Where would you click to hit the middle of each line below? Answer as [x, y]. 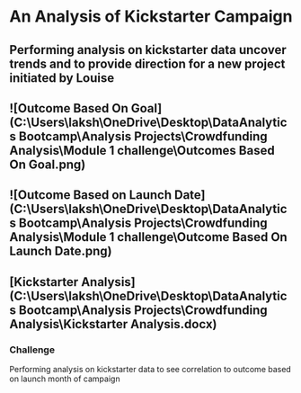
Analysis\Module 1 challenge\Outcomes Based [142, 150]
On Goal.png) [48, 164]
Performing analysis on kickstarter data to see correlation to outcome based [150, 370]
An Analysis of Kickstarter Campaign [151, 17]
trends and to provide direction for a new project [147, 63]
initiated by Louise [62, 78]
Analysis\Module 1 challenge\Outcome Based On [148, 237]
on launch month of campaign [65, 379]
